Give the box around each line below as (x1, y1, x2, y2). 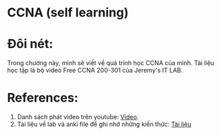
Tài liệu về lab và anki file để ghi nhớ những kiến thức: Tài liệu (17, 120, 191, 128)
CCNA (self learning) (7, 5, 129, 21)
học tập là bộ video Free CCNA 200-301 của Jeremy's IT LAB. (7, 66, 183, 75)
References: (7, 90, 78, 106)
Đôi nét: (7, 36, 54, 52)
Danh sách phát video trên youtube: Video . (17, 113, 139, 121)
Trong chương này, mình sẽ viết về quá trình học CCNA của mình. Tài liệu (7, 59, 215, 67)
